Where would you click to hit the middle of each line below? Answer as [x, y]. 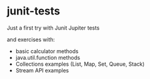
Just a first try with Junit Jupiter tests [53, 28]
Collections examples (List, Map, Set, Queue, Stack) [80, 64]
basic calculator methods [47, 51]
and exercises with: [31, 39]
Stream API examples [42, 70]
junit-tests [33, 11]
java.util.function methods [48, 57]
